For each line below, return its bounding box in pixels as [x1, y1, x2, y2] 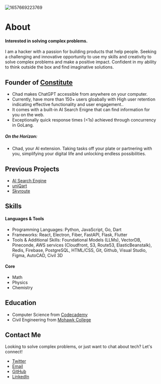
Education [5, 299, 37, 307]
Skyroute [12, 188, 30, 194]
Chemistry [12, 284, 33, 290]
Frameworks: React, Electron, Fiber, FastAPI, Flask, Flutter [12, 231, 128, 238]
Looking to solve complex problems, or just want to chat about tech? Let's [5, 344, 152, 349]
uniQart [12, 183, 28, 189]
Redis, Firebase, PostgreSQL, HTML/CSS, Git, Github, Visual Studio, [12, 247, 147, 253]
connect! [5, 349, 23, 355]
